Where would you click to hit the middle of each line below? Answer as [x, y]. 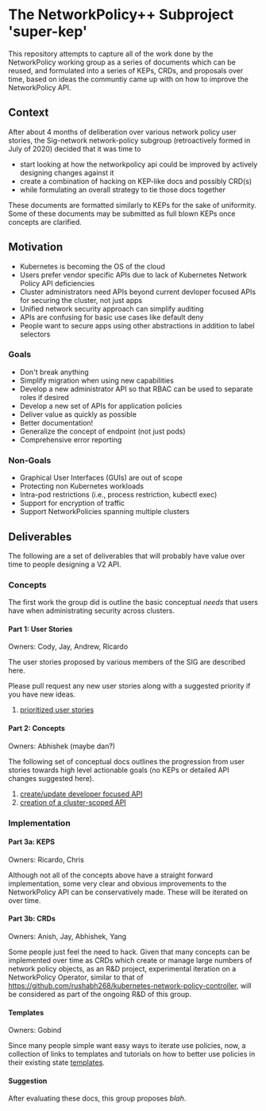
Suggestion [28, 1081]
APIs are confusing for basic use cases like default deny [112, 317]
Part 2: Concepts [37, 728]
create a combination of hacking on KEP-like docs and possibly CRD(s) [136, 181]
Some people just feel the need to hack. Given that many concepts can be [129, 952]
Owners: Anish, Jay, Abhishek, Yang [67, 936]
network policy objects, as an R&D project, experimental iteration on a [122, 969]
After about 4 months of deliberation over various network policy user [122, 132]
